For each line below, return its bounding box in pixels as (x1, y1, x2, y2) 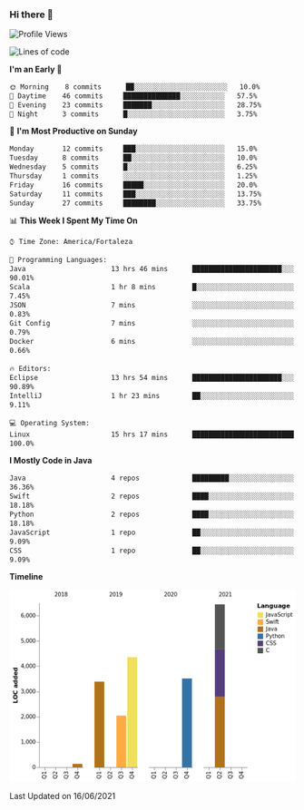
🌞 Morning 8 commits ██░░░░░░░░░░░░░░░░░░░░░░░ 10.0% (9, 83, 260, 92)
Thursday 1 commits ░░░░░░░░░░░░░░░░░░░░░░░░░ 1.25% (9, 171, 258, 181)
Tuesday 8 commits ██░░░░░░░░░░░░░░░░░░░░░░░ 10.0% (9, 153, 258, 162)
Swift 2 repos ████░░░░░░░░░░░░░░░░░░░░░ (9, 492, 295, 502)
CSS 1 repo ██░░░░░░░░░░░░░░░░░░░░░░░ (9, 546, 295, 556)
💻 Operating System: (9, 419, 91, 428)
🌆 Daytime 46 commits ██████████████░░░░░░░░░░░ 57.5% (9, 92, 258, 101)
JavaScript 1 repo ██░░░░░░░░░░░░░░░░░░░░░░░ (9, 528, 295, 538)
